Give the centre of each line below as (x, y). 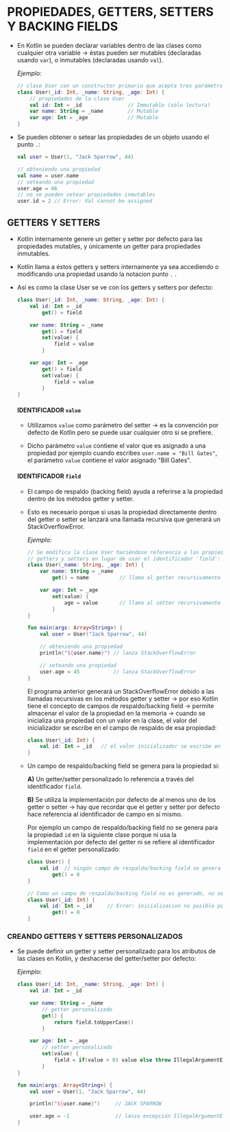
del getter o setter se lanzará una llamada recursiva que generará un (124, 519)
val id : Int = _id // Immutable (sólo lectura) (120, 105)
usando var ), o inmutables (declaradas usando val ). (90, 60)
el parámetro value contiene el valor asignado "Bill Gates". (109, 460)
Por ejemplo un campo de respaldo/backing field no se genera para (123, 828)
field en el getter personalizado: (74, 849)
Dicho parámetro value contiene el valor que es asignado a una (116, 446)
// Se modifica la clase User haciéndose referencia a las (113, 552)
